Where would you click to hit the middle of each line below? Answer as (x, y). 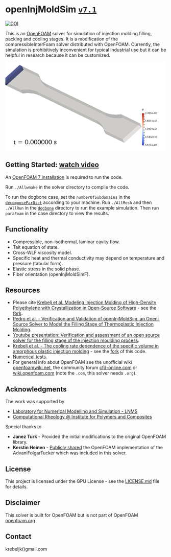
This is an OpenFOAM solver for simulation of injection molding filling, (79, 33)
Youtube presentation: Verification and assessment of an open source (86, 335)
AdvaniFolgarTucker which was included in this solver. (70, 453)
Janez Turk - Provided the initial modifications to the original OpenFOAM (89, 437)
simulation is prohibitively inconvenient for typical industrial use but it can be (86, 50)
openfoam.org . (21, 520)
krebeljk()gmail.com (26, 549)
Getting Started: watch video (52, 165)
